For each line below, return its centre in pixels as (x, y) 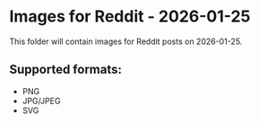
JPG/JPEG (41, 101)
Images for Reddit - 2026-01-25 (130, 17)
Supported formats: (66, 70)
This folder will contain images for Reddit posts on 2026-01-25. (126, 41)
